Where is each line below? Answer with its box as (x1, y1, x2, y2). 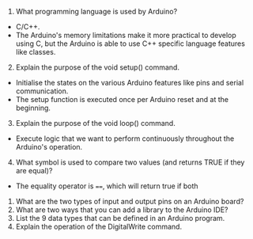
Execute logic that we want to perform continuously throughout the (15, 134, 235, 143)
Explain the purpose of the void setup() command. (15, 63, 180, 72)
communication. (15, 86, 69, 96)
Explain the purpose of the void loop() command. (15, 119, 176, 127)
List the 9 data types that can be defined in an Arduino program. (15, 214, 225, 222)
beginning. (15, 103, 51, 112)
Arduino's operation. (15, 142, 83, 151)
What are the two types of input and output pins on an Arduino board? (15, 197, 244, 206)
